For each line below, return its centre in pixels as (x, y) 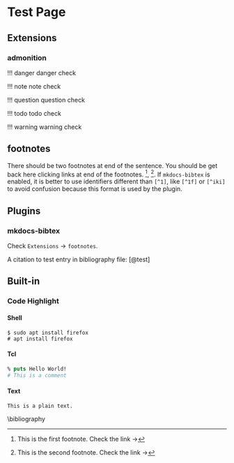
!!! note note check (34, 86)
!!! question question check (46, 100)
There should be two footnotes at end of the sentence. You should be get (112, 165)
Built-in (24, 281)
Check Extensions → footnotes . (53, 246)
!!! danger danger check (42, 73)
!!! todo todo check (34, 113)
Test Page (37, 12)
